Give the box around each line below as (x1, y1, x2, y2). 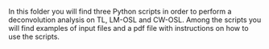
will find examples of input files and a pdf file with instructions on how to (8, 24, 249, 32)
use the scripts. (8, 32, 60, 41)
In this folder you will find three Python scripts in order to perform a (8, 7, 232, 16)
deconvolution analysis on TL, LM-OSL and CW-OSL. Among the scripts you (8, 15, 262, 24)
